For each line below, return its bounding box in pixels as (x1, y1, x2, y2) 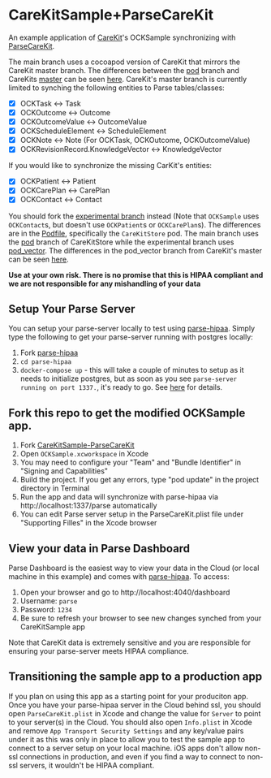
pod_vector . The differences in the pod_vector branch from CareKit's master (8, 245, 262, 255)
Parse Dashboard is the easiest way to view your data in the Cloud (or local (8, 563, 260, 573)
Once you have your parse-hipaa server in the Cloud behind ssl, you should (8, 700, 261, 710)
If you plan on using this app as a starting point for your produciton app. (8, 691, 249, 701)
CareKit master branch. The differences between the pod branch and (8, 65, 239, 75)
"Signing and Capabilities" (19, 466, 108, 476)
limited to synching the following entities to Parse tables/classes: (8, 83, 225, 93)
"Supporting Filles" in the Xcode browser (19, 518, 157, 528)
